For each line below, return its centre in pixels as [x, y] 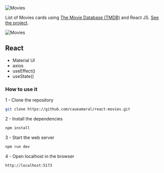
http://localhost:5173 [29, 165]
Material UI [24, 60]
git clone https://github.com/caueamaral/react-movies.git [68, 109]
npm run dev [17, 146]
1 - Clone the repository [29, 100]
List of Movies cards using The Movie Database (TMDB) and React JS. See [82, 17]
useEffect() [24, 71]
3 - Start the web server [30, 137]
